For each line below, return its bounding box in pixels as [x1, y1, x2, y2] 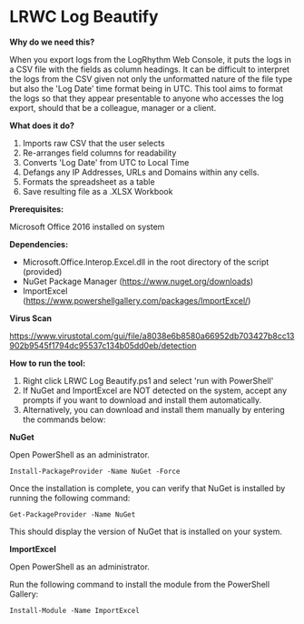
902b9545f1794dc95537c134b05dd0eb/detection [9, 339, 197, 351]
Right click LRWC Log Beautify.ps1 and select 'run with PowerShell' [22, 375, 274, 386]
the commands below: [22, 414, 106, 425]
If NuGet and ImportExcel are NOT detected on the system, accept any [22, 385, 288, 396]
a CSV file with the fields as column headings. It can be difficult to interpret [9, 64, 290, 75]
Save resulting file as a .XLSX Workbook [22, 186, 173, 196]
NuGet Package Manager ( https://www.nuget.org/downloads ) [22, 276, 254, 287]
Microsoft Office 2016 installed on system [9, 221, 165, 232]
